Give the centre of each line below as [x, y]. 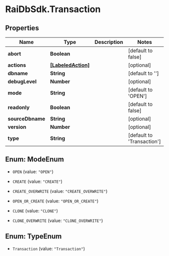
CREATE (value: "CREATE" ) [37, 181]
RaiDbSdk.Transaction [53, 9]
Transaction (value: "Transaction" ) [49, 248]
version [17, 127]
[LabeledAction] [70, 65]
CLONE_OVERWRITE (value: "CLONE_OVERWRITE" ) [58, 220]
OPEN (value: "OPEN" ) [33, 171]
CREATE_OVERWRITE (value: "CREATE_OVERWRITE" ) [60, 191]
